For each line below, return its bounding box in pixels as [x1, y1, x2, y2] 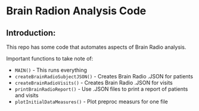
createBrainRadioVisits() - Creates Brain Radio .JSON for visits [14, 79, 173, 86]
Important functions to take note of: [6, 55, 94, 62]
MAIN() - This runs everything [14, 66, 88, 74]
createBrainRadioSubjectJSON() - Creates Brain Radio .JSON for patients [14, 73, 194, 80]
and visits [14, 92, 39, 99]
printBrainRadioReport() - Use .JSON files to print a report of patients [14, 85, 188, 93]
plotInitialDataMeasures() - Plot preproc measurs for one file [14, 98, 169, 105]
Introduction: [6, 28, 56, 38]
